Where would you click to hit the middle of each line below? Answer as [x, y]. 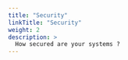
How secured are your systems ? [68, 44]
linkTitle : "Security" [45, 23]
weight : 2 [24, 30]
